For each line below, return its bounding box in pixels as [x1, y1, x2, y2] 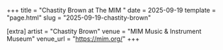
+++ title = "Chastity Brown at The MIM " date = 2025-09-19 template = [6, 6, 217, 14]
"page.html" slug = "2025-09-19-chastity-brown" [6, 13, 151, 22]
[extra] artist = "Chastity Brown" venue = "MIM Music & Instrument [6, 27, 202, 35]
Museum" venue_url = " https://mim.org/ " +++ [6, 35, 139, 43]
